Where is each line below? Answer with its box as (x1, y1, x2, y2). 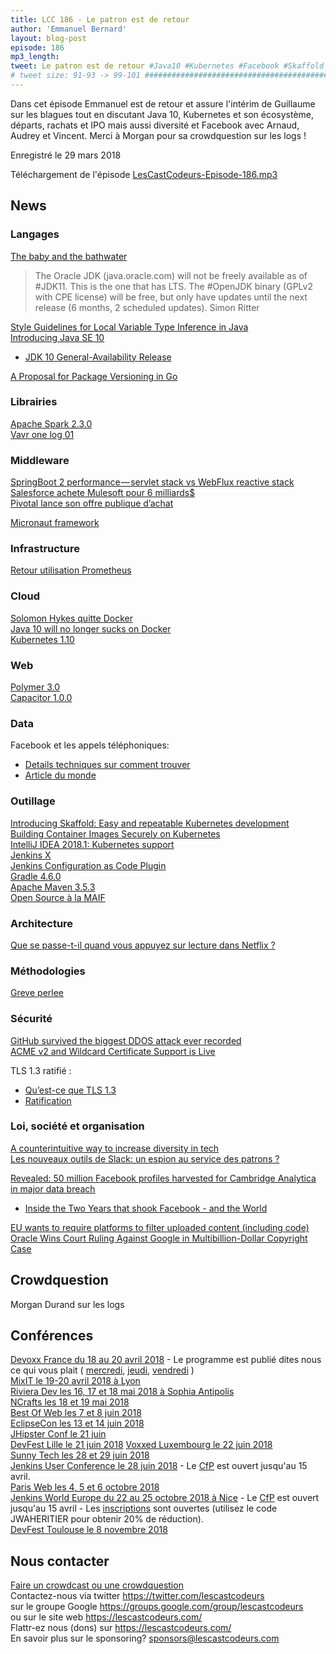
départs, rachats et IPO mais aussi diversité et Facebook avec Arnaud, (10, 119, 300, 131)
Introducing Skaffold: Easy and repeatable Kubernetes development (10, 817, 290, 829)
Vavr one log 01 (10, 428, 75, 440)
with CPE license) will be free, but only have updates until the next (34, 291, 308, 303)
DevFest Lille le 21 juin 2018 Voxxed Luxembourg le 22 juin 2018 (10, 1439, 273, 1451)
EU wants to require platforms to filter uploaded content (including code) (10, 1221, 310, 1233)
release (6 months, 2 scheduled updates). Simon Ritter (34, 301, 260, 313)
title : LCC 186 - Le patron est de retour (10, 14, 190, 25)
